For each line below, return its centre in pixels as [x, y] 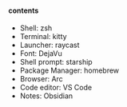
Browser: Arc [42, 79]
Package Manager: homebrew [69, 70]
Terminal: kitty [43, 37]
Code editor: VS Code [56, 88]
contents [24, 10]
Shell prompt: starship [56, 62]
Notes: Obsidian [46, 96]
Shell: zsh [36, 28]
